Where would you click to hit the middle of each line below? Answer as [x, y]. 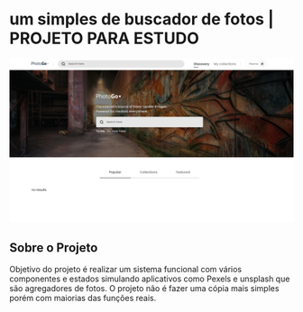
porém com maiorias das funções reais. [83, 298]
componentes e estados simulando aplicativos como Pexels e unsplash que [150, 279]
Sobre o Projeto [54, 248]
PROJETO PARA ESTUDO [105, 38]
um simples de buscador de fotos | [142, 19]
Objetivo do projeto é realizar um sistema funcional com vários [125, 270]
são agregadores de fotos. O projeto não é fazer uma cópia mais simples [144, 289]
